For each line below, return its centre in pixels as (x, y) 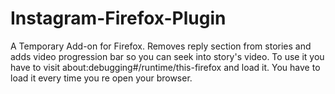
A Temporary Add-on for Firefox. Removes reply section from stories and (161, 46)
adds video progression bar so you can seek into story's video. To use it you (167, 56)
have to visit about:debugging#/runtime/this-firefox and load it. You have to (165, 67)
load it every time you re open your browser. (101, 78)
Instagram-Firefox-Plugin (118, 18)
